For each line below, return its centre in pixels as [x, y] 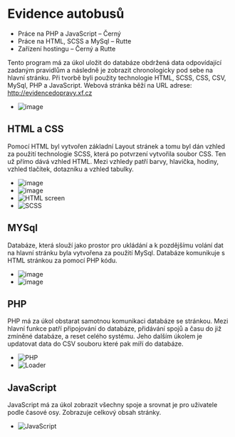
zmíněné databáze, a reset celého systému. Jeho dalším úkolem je [105, 336]
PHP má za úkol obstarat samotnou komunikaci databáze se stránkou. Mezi [118, 321]
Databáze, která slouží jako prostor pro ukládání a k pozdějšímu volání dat [116, 245]
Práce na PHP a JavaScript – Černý [69, 34]
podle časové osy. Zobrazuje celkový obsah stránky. [84, 413]
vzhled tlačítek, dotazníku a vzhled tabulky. [70, 169]
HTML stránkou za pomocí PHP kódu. [62, 260]
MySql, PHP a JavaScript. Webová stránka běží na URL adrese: [100, 85]
